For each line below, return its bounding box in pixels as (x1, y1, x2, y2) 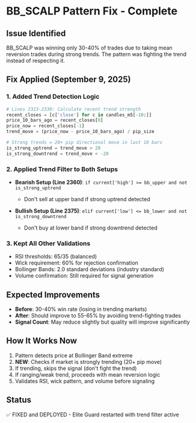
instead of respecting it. (6, 57, 65, 64)
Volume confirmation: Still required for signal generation (14, 272, 154, 280)
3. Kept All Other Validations (6, 239, 91, 248)
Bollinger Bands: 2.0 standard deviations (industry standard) (14, 266, 164, 273)
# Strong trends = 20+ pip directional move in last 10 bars (6, 140, 163, 146)
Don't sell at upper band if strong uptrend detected (23, 195, 150, 202)
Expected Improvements (6, 289, 100, 299)
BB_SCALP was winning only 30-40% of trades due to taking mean (6, 44, 173, 51)
